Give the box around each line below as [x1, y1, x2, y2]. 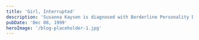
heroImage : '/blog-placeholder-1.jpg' [6, 25, 102, 31]
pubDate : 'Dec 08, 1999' [6, 19, 68, 25]
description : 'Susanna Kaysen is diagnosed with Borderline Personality [6, 14, 190, 20]
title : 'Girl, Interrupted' [6, 8, 76, 15]
